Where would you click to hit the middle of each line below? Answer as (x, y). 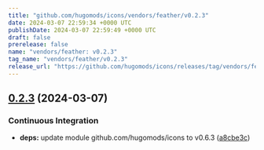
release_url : (29, 67)
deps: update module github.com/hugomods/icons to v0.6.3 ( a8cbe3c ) (135, 137)
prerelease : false (38, 45)
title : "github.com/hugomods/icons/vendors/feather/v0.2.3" (109, 15)
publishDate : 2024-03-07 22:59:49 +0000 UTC (82, 30)
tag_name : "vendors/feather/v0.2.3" (68, 60)
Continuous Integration (53, 121)
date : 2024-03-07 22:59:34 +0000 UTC (70, 23)
